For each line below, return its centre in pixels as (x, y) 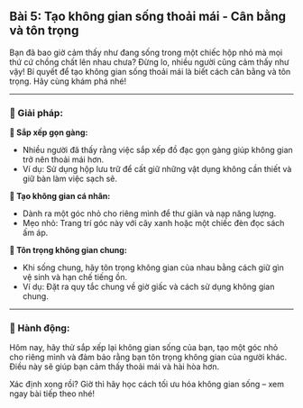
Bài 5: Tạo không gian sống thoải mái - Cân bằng (148, 17)
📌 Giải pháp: (36, 113)
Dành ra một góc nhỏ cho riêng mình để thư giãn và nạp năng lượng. (149, 213)
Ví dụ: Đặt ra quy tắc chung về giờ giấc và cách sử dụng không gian (148, 287)
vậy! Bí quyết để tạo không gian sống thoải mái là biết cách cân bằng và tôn (150, 71)
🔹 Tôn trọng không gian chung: (69, 250)
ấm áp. (35, 233)
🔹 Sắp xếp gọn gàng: (49, 132)
